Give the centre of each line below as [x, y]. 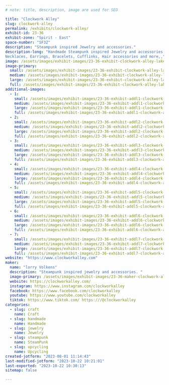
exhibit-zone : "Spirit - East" [38, 38]
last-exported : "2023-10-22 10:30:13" [46, 366]
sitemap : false [21, 370]
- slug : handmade [28, 319]
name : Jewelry [29, 333]
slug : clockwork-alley [29, 24]
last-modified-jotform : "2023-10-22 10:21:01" [55, 361]
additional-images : [26, 89]
